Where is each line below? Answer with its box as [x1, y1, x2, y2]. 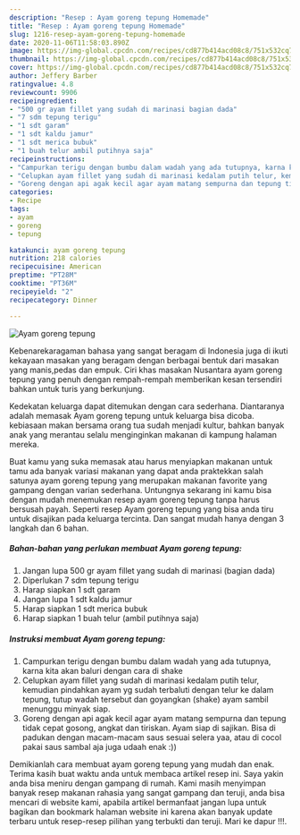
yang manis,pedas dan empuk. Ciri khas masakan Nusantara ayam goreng [9, 364, 283, 375]
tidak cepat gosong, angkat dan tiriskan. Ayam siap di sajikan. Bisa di [21, 722, 277, 734]
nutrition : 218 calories [9, 254, 102, 263]
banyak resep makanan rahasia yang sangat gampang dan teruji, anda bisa [9, 788, 286, 798]
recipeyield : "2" [9, 287, 74, 296]
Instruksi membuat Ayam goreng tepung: [9, 634, 166, 644]
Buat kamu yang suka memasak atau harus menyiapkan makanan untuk [9, 456, 273, 466]
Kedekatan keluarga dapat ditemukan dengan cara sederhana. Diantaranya [9, 400, 285, 412]
